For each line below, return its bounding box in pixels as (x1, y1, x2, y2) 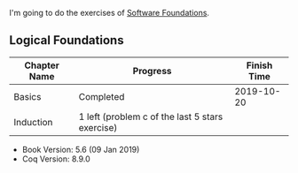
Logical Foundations (9, 33, 124, 48)
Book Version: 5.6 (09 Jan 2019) (21, 144, 140, 154)
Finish (246, 59, 273, 71)
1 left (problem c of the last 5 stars (78, 110, 223, 123)
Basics (13, 90, 42, 102)
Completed (78, 90, 125, 102)
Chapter (24, 59, 60, 71)
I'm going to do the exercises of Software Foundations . (9, 8, 210, 18)
